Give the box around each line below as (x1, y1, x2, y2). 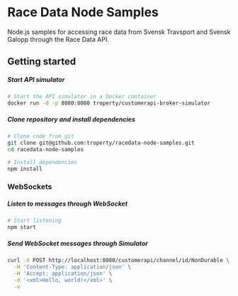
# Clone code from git (7, 133, 74, 140)
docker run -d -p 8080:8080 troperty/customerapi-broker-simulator (7, 100, 211, 107)
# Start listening (7, 217, 62, 225)
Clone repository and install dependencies (7, 114, 136, 124)
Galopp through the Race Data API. (7, 35, 110, 43)
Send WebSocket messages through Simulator (7, 239, 149, 247)
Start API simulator (7, 75, 65, 83)
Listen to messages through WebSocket (7, 199, 128, 208)
